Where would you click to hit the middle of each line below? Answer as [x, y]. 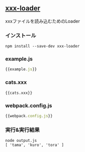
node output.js [21, 141]
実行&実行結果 [23, 130]
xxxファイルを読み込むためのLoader [43, 21]
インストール [21, 35]
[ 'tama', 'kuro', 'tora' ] [35, 145]
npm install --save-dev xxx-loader [42, 46]
